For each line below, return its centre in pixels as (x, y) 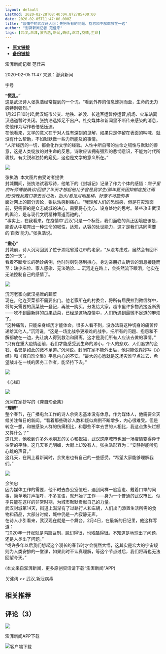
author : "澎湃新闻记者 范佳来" (34, 28)
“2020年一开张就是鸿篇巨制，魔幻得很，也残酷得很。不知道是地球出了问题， (83, 533)
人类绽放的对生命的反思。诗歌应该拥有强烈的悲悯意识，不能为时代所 (91, 151)
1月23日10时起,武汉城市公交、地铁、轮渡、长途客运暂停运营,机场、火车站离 (81, 114)
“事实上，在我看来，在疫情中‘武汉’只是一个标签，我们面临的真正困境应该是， (83, 220)
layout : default (22, 10)
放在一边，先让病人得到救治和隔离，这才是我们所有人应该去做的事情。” (85, 337)
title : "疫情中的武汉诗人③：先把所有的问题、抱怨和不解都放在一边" (66, 23)
